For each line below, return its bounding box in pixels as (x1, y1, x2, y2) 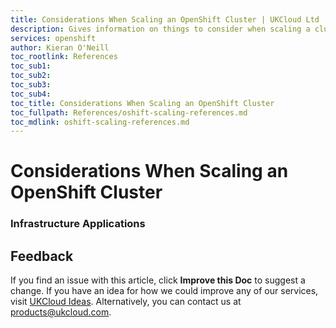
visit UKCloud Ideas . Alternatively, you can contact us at (10, 296, 242, 308)
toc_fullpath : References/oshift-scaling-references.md (10, 107, 248, 118)
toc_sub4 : (10, 89, 52, 99)
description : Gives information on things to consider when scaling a (10, 24, 311, 34)
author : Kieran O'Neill (10, 42, 110, 53)
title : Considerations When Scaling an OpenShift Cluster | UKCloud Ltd (10, 14, 320, 25)
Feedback (10, 247, 74, 265)
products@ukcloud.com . (10, 306, 112, 318)
